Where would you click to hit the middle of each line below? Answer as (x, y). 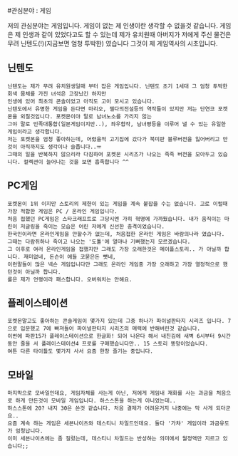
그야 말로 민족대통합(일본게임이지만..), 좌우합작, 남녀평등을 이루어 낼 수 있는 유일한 (117, 124)
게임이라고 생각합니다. (35, 131)
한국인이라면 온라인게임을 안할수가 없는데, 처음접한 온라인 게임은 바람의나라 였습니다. (116, 234)
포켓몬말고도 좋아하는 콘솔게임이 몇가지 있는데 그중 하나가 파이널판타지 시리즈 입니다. (116, 321)
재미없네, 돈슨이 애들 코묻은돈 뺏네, (70, 256)
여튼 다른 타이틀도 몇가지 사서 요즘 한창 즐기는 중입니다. (80, 351)
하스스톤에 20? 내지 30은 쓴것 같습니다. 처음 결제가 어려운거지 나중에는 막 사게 (110, 408)
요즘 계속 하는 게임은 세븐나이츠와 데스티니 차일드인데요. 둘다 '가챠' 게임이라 (107, 424)
